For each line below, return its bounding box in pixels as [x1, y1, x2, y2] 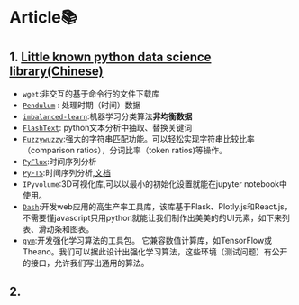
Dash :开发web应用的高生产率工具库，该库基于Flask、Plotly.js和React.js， [22, 201, 293, 212]
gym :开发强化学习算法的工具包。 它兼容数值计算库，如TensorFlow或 [22, 236, 273, 245]
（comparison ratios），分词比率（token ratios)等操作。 [22, 145, 228, 155]
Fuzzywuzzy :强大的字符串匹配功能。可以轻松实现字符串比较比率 [22, 134, 255, 144]
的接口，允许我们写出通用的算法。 [22, 258, 149, 268]
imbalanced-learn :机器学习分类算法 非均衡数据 [22, 111, 193, 122]
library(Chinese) [9, 63, 104, 79]
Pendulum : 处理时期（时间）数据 [22, 100, 141, 110]
